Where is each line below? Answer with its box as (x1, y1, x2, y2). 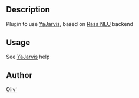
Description (6, 5, 50, 15)
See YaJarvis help (6, 53, 50, 60)
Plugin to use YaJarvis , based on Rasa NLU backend (6, 20, 134, 27)
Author (6, 70, 32, 80)
